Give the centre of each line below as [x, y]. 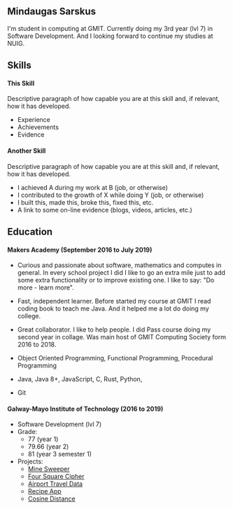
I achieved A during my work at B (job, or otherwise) [92, 187]
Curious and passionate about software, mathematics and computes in [119, 265]
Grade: [27, 432]
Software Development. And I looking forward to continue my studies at [110, 36]
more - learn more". [46, 287]
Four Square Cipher [56, 477]
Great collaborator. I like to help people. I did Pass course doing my [114, 330]
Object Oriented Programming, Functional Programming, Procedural [115, 358]
